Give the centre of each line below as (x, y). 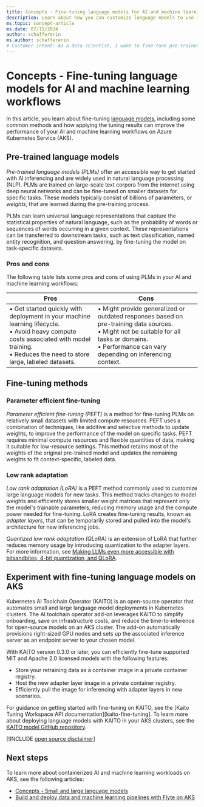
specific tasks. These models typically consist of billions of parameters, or (99, 197)
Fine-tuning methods (47, 383)
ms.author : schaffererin (38, 40)
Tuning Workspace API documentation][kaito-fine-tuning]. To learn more (97, 714)
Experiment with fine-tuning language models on (101, 577)
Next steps (27, 758)
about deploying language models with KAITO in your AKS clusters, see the (100, 720)
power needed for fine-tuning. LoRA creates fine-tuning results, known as (99, 513)
